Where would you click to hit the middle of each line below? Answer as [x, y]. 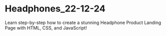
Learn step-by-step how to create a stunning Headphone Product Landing [83, 22]
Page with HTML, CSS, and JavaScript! [46, 27]
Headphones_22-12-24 [55, 9]
